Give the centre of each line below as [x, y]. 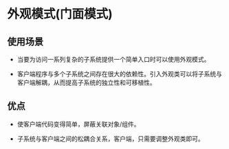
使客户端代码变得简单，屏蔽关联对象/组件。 [78, 124]
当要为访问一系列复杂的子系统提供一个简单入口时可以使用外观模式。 [113, 59]
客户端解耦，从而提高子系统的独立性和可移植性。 [86, 82]
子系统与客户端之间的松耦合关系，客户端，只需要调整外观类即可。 [110, 139]
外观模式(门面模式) [60, 14]
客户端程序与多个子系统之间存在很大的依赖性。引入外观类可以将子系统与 [119, 74]
